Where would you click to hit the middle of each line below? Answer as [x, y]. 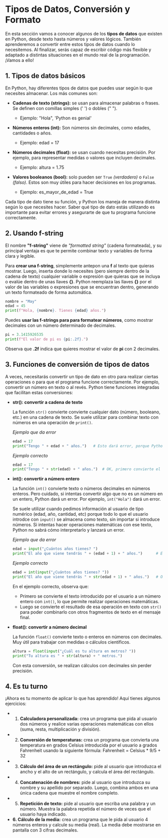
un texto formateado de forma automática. [49, 292]
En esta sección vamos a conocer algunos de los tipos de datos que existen [84, 33]
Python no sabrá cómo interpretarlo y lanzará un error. [68, 530]
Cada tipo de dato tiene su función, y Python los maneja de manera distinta [82, 201]
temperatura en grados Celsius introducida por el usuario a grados [88, 745]
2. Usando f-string [34, 233]
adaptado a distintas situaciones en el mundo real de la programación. [77, 55]
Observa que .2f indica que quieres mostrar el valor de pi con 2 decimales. [82, 349]
